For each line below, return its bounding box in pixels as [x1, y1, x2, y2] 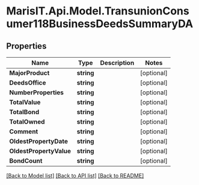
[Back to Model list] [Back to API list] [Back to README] [6, 172, 144, 179]
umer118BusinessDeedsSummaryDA [6, 17, 194, 31]
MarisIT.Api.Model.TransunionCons [6, 4, 189, 18]
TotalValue [9, 98, 41, 106]
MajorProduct [9, 69, 50, 77]
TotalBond [9, 108, 40, 116]
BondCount [9, 157, 43, 165]
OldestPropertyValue [9, 147, 71, 155]
